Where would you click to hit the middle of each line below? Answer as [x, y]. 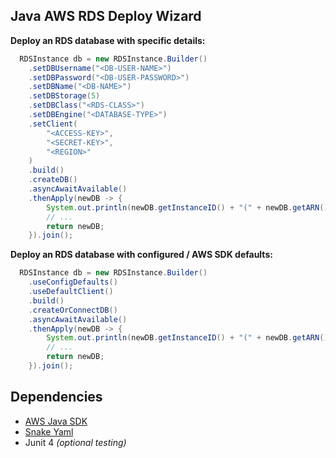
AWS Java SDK [56, 421]
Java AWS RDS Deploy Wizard [106, 16]
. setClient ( [53, 124]
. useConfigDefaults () [73, 282]
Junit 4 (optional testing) [75, 442]
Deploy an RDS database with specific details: [108, 40]
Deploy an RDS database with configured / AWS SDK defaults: [141, 255]
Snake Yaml [49, 431]
